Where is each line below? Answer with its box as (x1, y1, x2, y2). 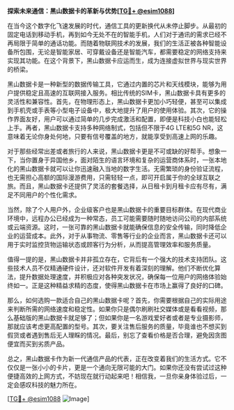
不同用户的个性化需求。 (13, 191, 81, 199)
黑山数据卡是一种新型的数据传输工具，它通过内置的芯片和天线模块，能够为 (7, 80, 221, 88)
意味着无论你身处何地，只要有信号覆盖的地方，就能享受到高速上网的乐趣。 (7, 132, 221, 140)
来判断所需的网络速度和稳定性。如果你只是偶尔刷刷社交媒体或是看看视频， (7, 305, 221, 313)
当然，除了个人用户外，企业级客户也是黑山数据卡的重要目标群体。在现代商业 (7, 206, 227, 213)
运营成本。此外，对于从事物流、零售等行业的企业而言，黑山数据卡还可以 (19, 231, 227, 240)
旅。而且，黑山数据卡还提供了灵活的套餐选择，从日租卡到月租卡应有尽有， (7, 182, 221, 190)
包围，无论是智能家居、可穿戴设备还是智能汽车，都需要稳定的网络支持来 (19, 48, 227, 56)
